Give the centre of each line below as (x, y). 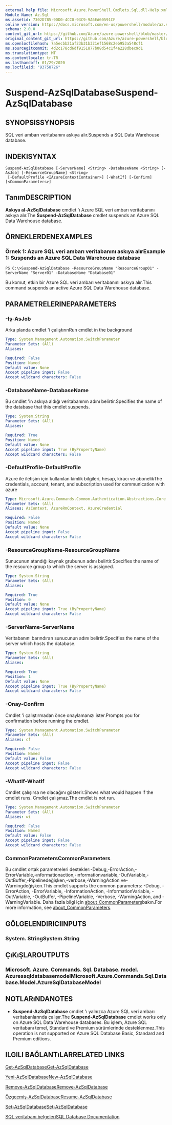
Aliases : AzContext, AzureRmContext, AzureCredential (64, 509)
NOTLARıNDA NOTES (39, 999)
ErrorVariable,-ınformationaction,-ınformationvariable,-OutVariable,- (77, 875)
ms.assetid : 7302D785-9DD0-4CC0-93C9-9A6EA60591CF (60, 20)
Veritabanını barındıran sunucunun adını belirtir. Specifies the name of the (82, 638)
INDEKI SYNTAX (31, 156)
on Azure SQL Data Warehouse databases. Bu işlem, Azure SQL (80, 1022)
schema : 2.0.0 (20, 29)
